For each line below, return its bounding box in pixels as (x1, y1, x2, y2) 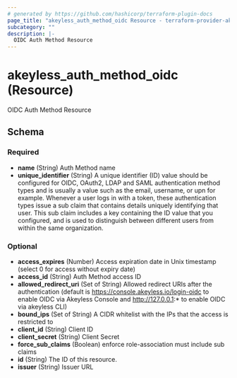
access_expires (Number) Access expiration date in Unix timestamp (17, 258, 217, 266)
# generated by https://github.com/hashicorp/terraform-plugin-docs (7, 10, 213, 18)
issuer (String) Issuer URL (17, 362, 94, 372)
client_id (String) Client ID (17, 325, 94, 333)
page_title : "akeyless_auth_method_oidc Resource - (7, 17, 162, 24)
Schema (7, 126, 44, 138)
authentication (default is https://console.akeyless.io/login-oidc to (17, 287, 209, 296)
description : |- (7, 30, 55, 38)
